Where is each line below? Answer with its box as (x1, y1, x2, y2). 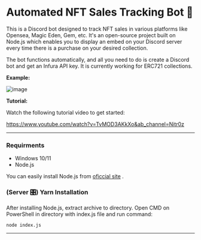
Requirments (6, 141, 45, 149)
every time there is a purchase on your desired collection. (6, 44, 148, 52)
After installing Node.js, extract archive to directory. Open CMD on (6, 204, 170, 211)
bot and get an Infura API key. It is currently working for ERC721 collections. (6, 62, 193, 70)
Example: (6, 74, 31, 81)
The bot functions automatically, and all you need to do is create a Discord (6, 56, 190, 63)
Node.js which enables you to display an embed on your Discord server (6, 38, 182, 45)
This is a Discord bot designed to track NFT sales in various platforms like (6, 25, 188, 32)
